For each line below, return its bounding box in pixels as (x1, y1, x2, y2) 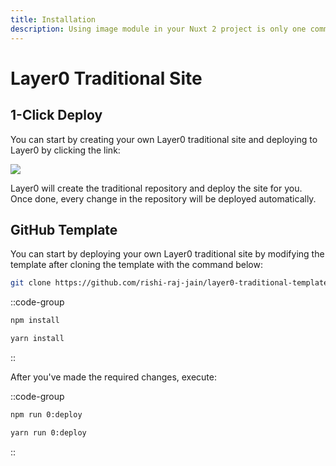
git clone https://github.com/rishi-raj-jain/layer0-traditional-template (10, 278, 329, 288)
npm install (10, 316, 60, 326)
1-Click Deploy (10, 107, 103, 124)
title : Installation (10, 14, 97, 25)
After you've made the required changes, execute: (10, 371, 218, 383)
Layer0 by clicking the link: (10, 144, 121, 156)
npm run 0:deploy (10, 409, 83, 420)
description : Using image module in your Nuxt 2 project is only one (10, 24, 307, 34)
